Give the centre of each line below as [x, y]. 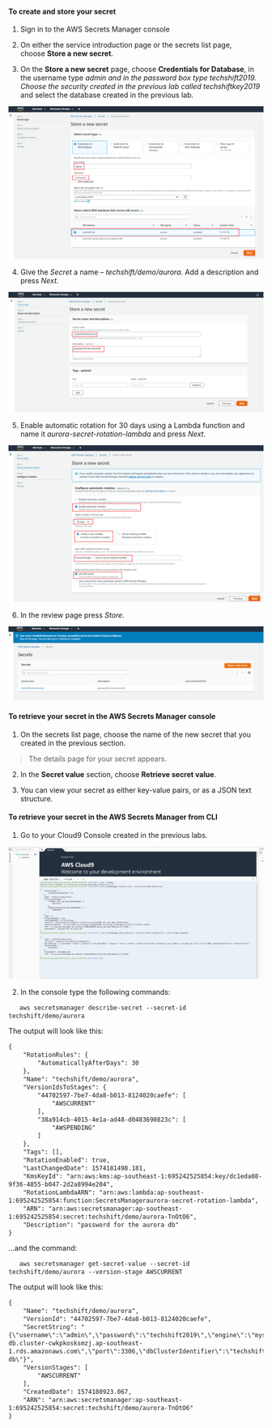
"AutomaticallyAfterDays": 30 [88, 1063]
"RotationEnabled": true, [67, 1160]
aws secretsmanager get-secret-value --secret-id [104, 1264]
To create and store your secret [62, 11]
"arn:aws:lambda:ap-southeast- [151, 1193]
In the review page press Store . [72, 615]
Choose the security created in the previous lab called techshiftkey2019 [140, 87]
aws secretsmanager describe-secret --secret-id [102, 1008]
